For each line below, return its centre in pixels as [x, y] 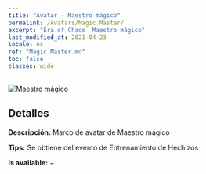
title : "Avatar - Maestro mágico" [65, 15]
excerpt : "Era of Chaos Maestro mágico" [77, 30]
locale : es [26, 45]
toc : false [26, 60]
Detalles [29, 113]
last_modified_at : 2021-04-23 [58, 37]
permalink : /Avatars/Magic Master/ [66, 23]
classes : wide [31, 67]
